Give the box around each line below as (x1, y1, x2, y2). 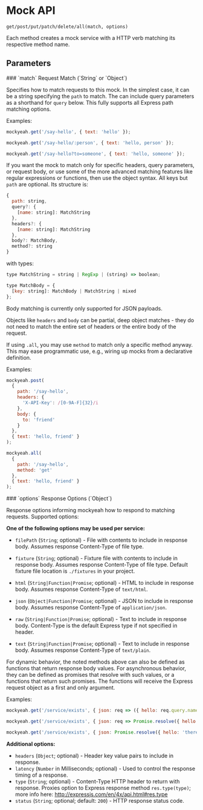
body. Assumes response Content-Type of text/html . (14, 585, 148, 593)
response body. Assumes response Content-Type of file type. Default (14, 561, 188, 568)
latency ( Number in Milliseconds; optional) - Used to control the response (14, 765, 195, 772)
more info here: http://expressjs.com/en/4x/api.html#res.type (14, 791, 168, 798)
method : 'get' (17, 467, 53, 473)
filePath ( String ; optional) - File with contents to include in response (14, 536, 188, 544)
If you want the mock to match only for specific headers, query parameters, (6, 162, 195, 169)
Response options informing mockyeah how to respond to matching (6, 507, 175, 514)
